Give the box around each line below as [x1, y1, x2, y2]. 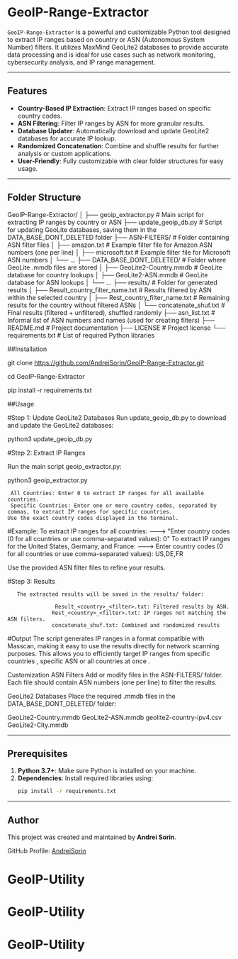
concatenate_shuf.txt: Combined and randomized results [52, 621, 220, 628]
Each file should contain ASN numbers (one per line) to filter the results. [7, 678, 217, 687]
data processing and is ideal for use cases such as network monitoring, [7, 50, 216, 59]
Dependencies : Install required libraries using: [17, 774, 154, 782]
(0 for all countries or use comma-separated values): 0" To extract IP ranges [7, 534, 231, 543]
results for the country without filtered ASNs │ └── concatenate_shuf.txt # [7, 301, 225, 309]
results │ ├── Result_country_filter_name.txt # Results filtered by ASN [7, 285, 212, 294]
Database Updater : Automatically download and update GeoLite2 [17, 126, 210, 135]
